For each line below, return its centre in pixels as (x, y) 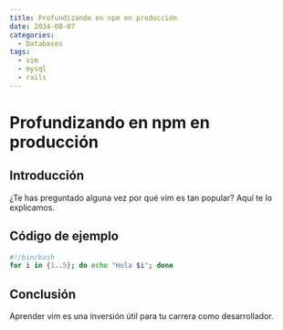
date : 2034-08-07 (42, 27)
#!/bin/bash (32, 257)
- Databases (41, 43)
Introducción (47, 176)
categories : (32, 35)
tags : (20, 52)
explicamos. (32, 208)
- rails (32, 78)
